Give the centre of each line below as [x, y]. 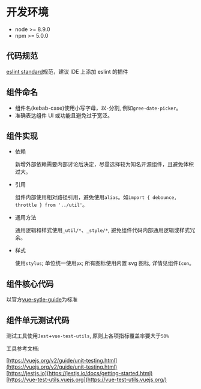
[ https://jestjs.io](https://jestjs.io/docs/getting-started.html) [79, 373]
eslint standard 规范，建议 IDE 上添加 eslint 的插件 [67, 71]
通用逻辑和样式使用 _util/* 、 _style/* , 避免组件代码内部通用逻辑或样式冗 [105, 230]
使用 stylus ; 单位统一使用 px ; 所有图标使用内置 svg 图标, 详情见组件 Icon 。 [105, 263]
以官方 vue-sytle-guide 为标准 [42, 300]
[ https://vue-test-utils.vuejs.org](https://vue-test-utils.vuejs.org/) [86, 379]
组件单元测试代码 [38, 320]
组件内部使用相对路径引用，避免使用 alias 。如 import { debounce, [96, 197]
